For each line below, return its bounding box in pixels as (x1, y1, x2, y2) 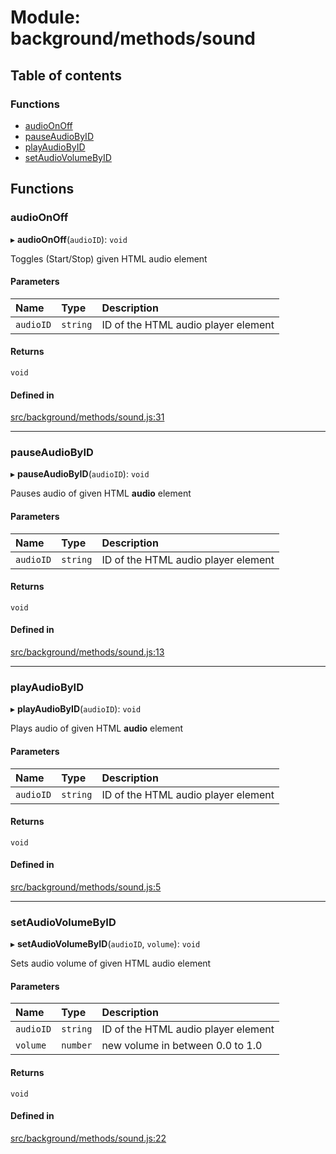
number (61, 1040, 93, 1051)
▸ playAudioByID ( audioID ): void (10, 703, 142, 715)
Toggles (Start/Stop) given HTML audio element (10, 252, 208, 265)
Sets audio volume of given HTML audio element (10, 957, 212, 970)
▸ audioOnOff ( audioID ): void (10, 233, 128, 245)
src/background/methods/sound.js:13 (10, 646, 165, 658)
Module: (10, 6, 81, 29)
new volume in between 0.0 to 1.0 (101, 1039, 263, 1053)
